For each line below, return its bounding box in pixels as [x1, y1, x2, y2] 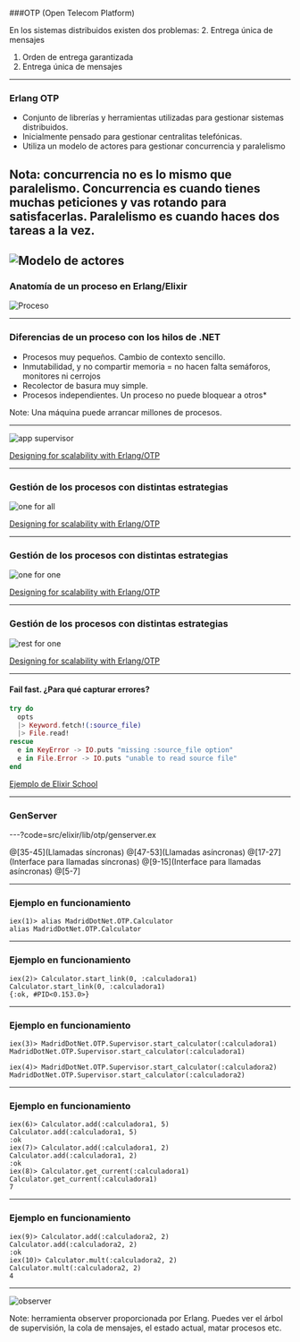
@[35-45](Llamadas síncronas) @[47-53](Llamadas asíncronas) [9, 847, 246, 858]
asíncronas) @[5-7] [9, 866, 80, 876]
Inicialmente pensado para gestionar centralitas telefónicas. [21, 132, 243, 142]
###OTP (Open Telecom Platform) [9, 8, 136, 18]
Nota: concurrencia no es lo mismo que [9, 167, 232, 182]
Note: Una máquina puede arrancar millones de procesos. [9, 406, 222, 417]
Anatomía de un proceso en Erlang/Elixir [9, 280, 187, 292]
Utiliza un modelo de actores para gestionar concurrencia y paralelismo [21, 141, 286, 151]
